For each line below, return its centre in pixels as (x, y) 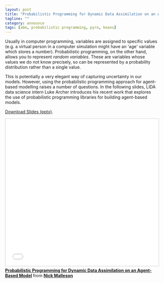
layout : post (18, 9)
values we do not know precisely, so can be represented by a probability (78, 62)
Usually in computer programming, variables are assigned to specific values (81, 41)
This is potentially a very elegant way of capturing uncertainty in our (73, 77)
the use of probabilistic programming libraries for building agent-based (76, 97)
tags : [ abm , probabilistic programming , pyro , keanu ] (61, 28)
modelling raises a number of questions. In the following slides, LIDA (87, 87)
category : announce (25, 23)
